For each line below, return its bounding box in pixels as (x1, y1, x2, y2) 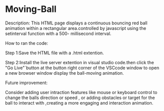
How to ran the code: (5, 40, 49, 46)
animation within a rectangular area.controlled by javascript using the (5, 25, 146, 31)
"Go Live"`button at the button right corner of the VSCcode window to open (5, 65, 160, 71)
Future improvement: (5, 80, 48, 86)
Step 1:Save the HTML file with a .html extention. (5, 50, 104, 56)
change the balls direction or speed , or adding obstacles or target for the (5, 95, 155, 101)
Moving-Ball (5, 3, 57, 15)
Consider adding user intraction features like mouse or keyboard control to (5, 89, 158, 95)
